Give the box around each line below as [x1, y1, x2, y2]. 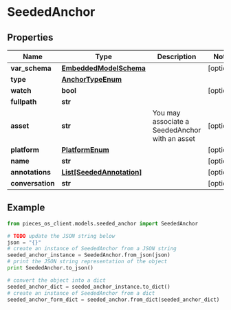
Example [7, 202, 45, 214]
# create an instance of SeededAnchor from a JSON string [7, 245, 177, 252]
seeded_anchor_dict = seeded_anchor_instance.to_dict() [7, 283, 170, 290]
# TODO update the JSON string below [7, 232, 115, 239]
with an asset [152, 134, 196, 143]
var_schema [10, 63, 52, 73]
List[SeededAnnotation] [61, 168, 142, 177]
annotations [10, 168, 52, 177]
